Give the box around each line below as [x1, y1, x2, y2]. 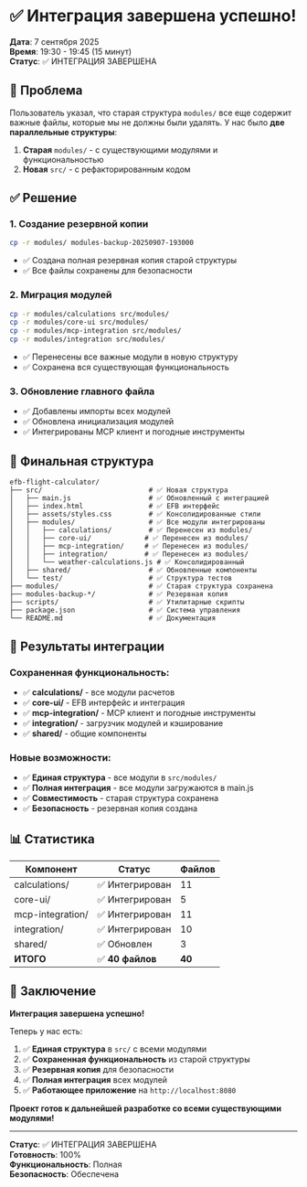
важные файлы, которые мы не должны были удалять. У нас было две [9, 116, 285, 128]
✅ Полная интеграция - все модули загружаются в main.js [22, 783, 254, 794]
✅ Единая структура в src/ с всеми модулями [22, 1043, 207, 1054]
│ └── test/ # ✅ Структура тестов [9, 573, 233, 583]
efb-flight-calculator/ [9, 477, 101, 487]
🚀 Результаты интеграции [9, 638, 164, 654]
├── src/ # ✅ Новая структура [9, 486, 228, 495]
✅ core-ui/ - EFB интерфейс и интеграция [22, 697, 185, 708]
